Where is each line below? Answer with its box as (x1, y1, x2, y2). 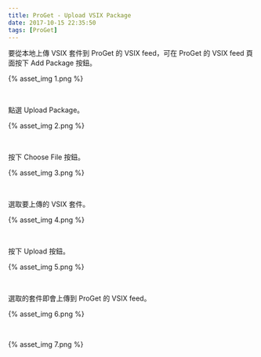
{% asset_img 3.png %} (8, 168, 85, 177)
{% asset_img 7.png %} (8, 340, 84, 349)
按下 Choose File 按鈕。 (8, 152, 85, 162)
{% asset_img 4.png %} (8, 215, 85, 224)
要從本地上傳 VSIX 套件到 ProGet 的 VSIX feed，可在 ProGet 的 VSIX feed (8, 49, 245, 58)
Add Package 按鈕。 (30, 58, 96, 67)
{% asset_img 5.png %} (8, 262, 85, 271)
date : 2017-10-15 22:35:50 (8, 19, 96, 27)
